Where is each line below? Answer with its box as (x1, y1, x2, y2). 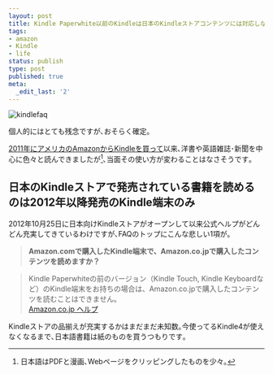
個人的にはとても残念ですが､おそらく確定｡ (8, 127, 150, 137)
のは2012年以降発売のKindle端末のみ (8, 196, 196, 210)
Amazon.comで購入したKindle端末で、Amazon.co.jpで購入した (28, 246, 245, 256)
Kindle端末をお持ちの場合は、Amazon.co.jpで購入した (50, 284, 232, 294)
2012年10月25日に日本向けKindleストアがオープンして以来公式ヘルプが (8, 219, 246, 228)
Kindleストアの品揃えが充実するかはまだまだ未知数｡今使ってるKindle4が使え (8, 321, 265, 331)
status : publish (8, 58, 63, 66)
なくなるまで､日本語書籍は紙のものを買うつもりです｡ (8, 331, 187, 341)
